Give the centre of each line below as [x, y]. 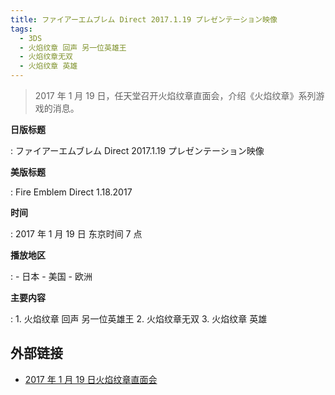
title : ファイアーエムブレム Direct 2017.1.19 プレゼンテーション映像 [144, 19]
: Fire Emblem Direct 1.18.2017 [71, 192]
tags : [21, 29]
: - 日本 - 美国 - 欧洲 [51, 276]
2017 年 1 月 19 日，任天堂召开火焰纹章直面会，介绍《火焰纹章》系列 [175, 95]
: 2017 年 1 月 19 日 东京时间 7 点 [76, 234]
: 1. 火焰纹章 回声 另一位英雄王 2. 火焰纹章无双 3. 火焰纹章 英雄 [139, 319]
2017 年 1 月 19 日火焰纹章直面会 [91, 379]
